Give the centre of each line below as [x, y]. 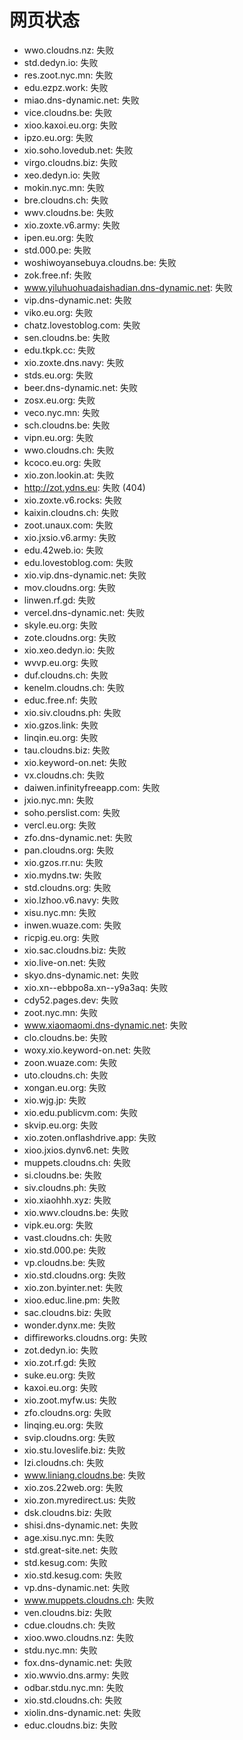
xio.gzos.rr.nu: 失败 [63, 862]
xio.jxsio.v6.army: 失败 [70, 537]
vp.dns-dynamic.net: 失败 [77, 1587]
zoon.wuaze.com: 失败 [70, 1062]
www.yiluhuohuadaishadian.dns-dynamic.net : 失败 [128, 287]
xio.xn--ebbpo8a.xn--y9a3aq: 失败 [96, 987]
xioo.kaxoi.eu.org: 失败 [70, 125]
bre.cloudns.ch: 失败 [66, 200]
